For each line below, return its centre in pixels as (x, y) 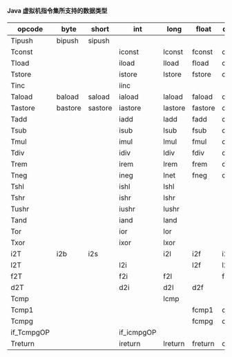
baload (68, 97)
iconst (129, 52)
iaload (129, 97)
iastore (130, 108)
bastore (69, 108)
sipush (99, 41)
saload (99, 97)
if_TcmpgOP (30, 333)
